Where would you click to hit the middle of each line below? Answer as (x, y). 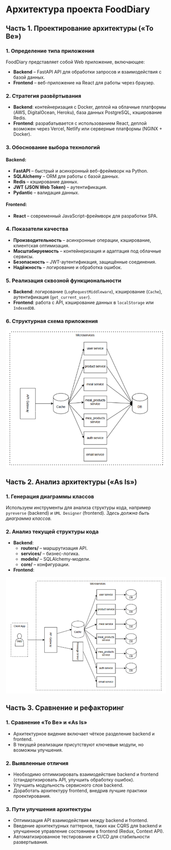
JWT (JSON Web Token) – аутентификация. (60, 187)
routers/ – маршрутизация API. (54, 548)
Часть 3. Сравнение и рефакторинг (65, 708)
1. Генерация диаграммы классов (50, 496)
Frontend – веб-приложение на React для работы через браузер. (84, 82)
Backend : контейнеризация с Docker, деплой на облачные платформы (90, 107)
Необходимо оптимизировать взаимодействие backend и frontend (86, 774)
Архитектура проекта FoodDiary (78, 9)
